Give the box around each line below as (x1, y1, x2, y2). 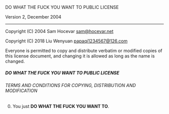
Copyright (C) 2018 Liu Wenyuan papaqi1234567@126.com (5, 38, 128, 44)
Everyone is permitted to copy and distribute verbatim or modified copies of (5, 47, 162, 53)
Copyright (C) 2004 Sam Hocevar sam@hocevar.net (5, 28, 114, 34)
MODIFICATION (5, 87, 38, 93)
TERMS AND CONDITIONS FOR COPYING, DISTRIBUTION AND (5, 82, 136, 88)
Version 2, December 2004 (5, 14, 62, 19)
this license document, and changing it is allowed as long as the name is (5, 53, 155, 59)
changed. (5, 58, 25, 64)
